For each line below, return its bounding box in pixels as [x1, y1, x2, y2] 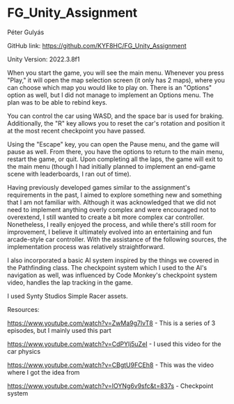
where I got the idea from [7, 368, 80, 376]
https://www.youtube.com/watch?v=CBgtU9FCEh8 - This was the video [7, 361, 214, 369]
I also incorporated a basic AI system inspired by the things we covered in [7, 256, 219, 264]
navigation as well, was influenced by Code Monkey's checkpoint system [7, 271, 217, 279]
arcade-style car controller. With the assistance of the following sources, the [7, 235, 228, 244]
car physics [7, 347, 40, 355]
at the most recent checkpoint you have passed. [7, 126, 146, 135]
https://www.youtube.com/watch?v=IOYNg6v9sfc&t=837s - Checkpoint [7, 382, 214, 390]
